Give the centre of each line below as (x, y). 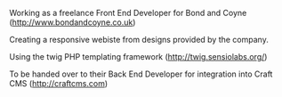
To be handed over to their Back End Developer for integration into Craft (141, 74)
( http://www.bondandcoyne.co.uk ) (73, 22)
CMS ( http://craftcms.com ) (59, 83)
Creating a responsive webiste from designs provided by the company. (139, 40)
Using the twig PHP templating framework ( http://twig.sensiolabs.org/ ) (138, 57)
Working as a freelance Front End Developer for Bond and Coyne (128, 13)
